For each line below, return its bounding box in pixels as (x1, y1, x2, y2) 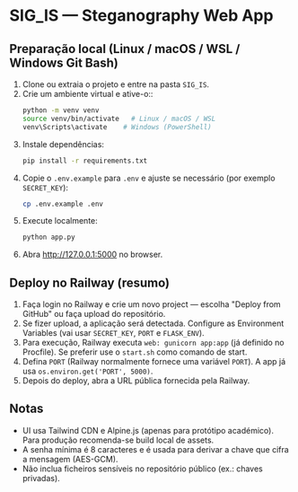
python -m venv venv (22, 106, 100, 115)
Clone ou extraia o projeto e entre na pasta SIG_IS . (22, 79, 209, 90)
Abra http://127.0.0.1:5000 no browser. (22, 249, 163, 260)
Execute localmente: (22, 215, 99, 226)
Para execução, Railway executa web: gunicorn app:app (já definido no (22, 338, 285, 348)
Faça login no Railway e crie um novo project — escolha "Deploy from (22, 299, 281, 310)
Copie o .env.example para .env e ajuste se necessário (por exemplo (22, 172, 276, 183)
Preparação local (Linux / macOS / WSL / (9, 41, 241, 57)
